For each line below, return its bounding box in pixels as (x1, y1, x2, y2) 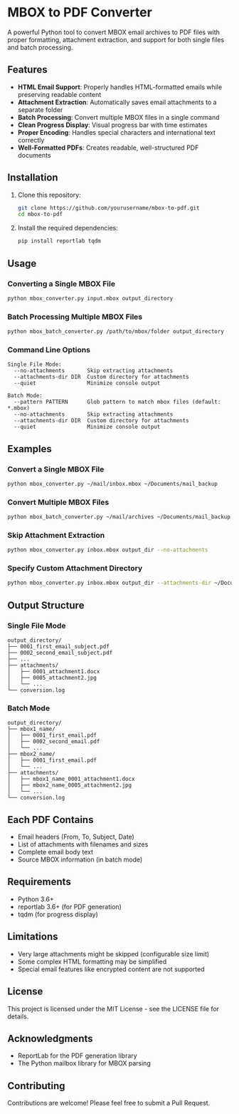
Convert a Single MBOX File (7, 464, 105, 474)
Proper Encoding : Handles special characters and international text (17, 128, 216, 136)
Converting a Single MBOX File (7, 279, 116, 289)
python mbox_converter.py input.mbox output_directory (7, 295, 174, 302)
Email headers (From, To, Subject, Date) (17, 832, 135, 842)
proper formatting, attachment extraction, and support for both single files (7, 35, 225, 44)
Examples (7, 443, 52, 455)
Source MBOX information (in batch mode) (17, 855, 143, 864)
